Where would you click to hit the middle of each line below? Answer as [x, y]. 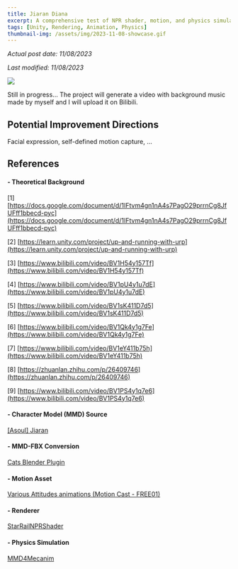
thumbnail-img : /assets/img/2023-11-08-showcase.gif [87, 34]
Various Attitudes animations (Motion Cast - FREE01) [84, 495]
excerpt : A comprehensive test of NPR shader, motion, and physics [109, 21]
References [33, 164]
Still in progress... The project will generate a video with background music [116, 95]
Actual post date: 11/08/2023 [50, 54]
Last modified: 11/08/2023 [45, 67]
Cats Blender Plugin [36, 463]
